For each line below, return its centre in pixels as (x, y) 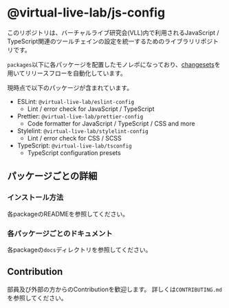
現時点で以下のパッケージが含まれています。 (70, 88)
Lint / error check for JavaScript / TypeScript (91, 109)
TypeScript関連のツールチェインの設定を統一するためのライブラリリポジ (110, 41)
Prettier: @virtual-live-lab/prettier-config (80, 116)
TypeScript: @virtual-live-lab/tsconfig (74, 145)
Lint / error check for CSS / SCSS (74, 138)
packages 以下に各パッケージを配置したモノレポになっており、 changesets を (114, 64)
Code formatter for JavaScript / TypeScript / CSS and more (111, 123)
